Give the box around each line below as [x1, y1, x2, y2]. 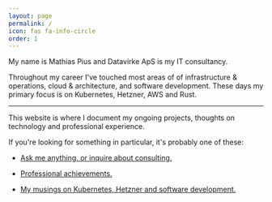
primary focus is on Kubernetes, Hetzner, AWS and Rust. [8, 90, 197, 100]
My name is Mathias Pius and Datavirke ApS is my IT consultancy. [8, 57, 228, 67]
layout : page [8, 11, 53, 20]
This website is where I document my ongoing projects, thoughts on [8, 113, 236, 122]
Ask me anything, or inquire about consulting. [19, 153, 172, 163]
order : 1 [8, 34, 38, 43]
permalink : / [8, 19, 53, 28]
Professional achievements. [19, 169, 113, 178]
